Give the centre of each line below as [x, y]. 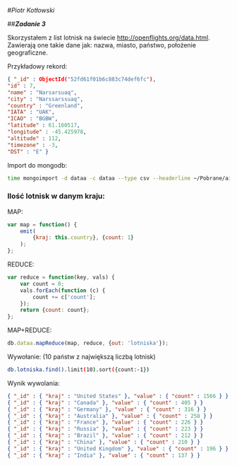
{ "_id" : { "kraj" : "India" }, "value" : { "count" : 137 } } [104, 455]
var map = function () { [42, 225]
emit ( [28, 231]
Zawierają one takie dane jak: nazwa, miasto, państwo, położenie [102, 45]
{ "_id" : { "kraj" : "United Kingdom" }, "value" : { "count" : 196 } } [118, 448]
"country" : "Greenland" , [45, 105]
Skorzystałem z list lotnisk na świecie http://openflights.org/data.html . [109, 37]
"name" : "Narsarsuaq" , [42, 92]
